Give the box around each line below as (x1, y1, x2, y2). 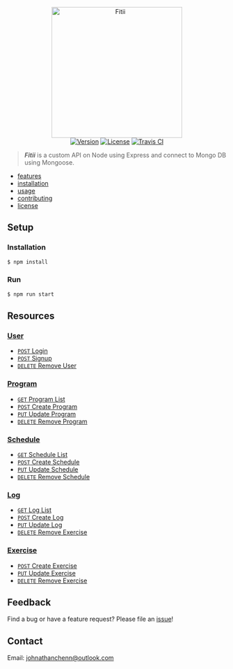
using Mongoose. (24, 158, 74, 167)
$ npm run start (7, 290, 54, 298)
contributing (17, 194, 53, 202)
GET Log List (17, 506, 52, 514)
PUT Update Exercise (17, 569, 77, 577)
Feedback (7, 596, 51, 608)
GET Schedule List (17, 451, 68, 459)
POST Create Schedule (17, 458, 80, 467)
